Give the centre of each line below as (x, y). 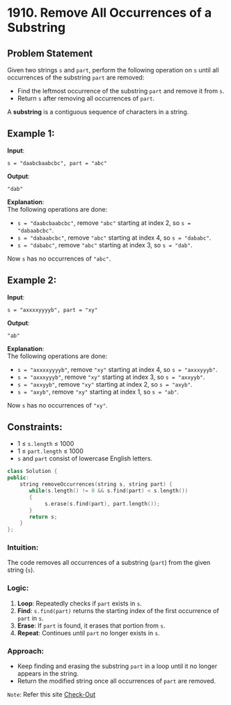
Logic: (18, 588)
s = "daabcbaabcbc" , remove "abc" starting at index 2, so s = (104, 223)
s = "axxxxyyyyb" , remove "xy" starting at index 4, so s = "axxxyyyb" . (117, 369)
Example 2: (32, 280)
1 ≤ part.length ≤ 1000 (50, 451)
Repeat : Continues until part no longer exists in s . (88, 633)
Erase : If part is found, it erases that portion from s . (91, 626)
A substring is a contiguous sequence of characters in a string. (98, 112)
